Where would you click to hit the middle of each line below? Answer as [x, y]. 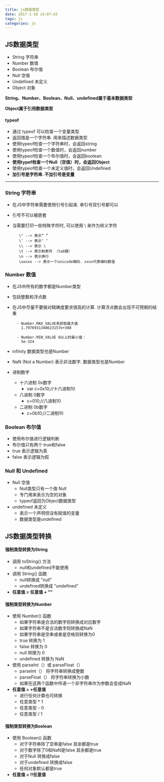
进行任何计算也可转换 [41, 696]
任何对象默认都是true [41, 769]
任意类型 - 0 [31, 708]
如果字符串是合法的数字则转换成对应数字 [60, 622]
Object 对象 [24, 88]
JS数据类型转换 [29, 536]
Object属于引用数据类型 [29, 109]
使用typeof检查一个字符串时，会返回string [54, 144]
